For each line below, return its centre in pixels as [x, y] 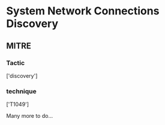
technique [22, 91]
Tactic [16, 63]
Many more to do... [30, 116]
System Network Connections [83, 11]
